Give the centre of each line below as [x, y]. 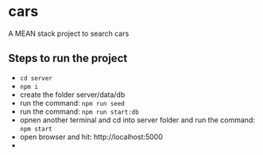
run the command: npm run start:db [79, 111]
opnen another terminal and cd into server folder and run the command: [137, 120]
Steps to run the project [68, 58]
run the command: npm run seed [72, 103]
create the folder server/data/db [72, 95]
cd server [36, 78]
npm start [36, 129]
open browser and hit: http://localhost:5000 [91, 137]
